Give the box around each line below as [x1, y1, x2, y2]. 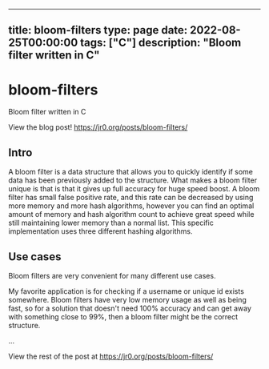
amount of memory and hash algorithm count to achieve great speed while [8, 210, 255, 219]
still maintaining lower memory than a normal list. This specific [8, 218, 214, 228]
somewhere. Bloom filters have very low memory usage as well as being [8, 295, 247, 304]
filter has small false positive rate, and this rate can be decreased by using [8, 193, 254, 203]
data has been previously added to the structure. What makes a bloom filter [8, 175, 258, 185]
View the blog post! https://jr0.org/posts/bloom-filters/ [8, 122, 188, 132]
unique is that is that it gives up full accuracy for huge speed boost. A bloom [8, 184, 260, 194]
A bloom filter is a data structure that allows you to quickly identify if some [8, 167, 254, 177]
